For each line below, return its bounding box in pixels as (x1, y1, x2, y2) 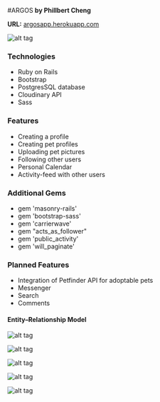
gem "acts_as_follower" (17, 226, 87, 235)
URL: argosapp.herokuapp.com (7, 20, 100, 28)
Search (17, 291, 39, 300)
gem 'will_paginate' (17, 242, 75, 251)
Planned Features (7, 260, 70, 270)
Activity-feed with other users (17, 170, 105, 179)
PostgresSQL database (17, 83, 85, 91)
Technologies (7, 51, 55, 61)
